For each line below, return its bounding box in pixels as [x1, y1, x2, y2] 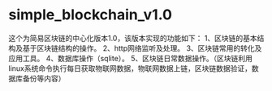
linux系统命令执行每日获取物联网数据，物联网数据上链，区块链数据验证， [8, 63, 252, 73]
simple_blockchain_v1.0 [8, 6, 173, 24]
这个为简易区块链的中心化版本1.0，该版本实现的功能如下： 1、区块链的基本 [8, 33, 257, 43]
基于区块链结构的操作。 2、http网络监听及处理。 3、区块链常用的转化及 [22, 43, 262, 53]
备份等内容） [22, 73, 66, 83]
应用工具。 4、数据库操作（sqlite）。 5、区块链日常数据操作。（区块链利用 [8, 53, 253, 63]
